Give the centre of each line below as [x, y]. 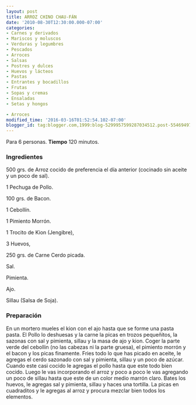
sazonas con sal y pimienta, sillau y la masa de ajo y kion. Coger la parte [93, 341]
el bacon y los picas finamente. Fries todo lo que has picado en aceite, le [94, 353]
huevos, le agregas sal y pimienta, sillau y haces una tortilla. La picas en [92, 384]
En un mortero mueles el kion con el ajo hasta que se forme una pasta [90, 328]
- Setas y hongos [27, 104]
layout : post [22, 11]
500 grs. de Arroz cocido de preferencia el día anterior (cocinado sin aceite [97, 169]
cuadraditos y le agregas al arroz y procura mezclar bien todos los [86, 390]
